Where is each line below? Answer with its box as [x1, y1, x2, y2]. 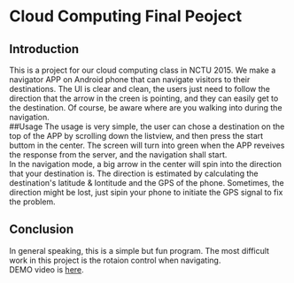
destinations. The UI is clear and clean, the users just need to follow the [9, 84, 271, 94]
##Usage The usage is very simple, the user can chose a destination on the [9, 121, 285, 132]
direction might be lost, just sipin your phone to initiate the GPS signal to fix [9, 187, 283, 197]
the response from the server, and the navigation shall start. [9, 149, 228, 160]
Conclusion [9, 222, 74, 237]
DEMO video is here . [9, 264, 84, 275]
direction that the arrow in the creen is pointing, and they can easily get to [9, 93, 279, 103]
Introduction [9, 42, 80, 57]
